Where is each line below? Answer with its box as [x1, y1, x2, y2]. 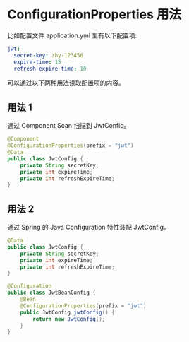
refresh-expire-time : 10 [13, 65, 87, 72]
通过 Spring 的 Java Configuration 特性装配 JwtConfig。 [7, 223, 171, 232]
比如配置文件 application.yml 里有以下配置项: [7, 31, 138, 40]
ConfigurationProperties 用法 [7, 6, 182, 23]
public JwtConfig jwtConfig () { [20, 309, 115, 316]
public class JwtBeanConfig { [7, 289, 97, 297]
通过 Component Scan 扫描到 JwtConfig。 [7, 122, 130, 130]
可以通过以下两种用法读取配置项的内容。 [7, 78, 125, 87]
